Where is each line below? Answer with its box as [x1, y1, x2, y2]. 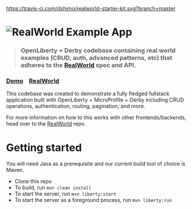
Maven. [6, 167, 25, 174]
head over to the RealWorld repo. [6, 120, 86, 127]
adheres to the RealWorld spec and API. [20, 61, 136, 69]
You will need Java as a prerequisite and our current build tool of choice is [6, 160, 186, 167]
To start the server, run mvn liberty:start [14, 190, 116, 197]
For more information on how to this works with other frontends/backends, [6, 114, 187, 121]
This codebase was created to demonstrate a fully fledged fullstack [6, 90, 170, 97]
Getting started [6, 141, 82, 154]
